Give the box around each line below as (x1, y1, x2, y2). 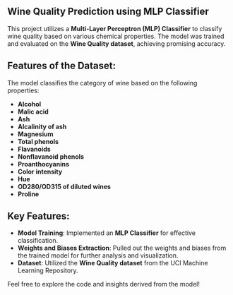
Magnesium (17, 130, 54, 138)
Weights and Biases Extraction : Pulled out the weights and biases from (17, 243, 227, 253)
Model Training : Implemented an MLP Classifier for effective (17, 229, 196, 237)
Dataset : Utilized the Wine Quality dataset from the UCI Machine (17, 259, 208, 267)
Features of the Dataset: (7, 60, 116, 72)
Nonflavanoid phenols (17, 152, 85, 161)
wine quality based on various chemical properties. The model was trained (7, 32, 225, 40)
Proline (17, 190, 40, 198)
